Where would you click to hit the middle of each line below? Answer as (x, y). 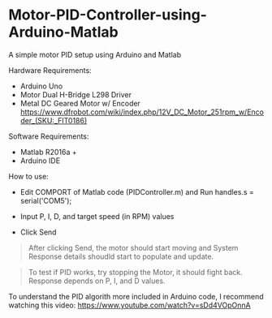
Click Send (38, 232)
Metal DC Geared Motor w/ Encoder (80, 103)
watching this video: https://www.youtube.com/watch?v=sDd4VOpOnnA (130, 305)
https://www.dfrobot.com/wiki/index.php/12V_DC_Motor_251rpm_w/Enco (142, 112)
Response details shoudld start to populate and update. (121, 256)
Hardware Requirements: (50, 70)
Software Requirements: (49, 136)
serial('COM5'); (46, 200)
